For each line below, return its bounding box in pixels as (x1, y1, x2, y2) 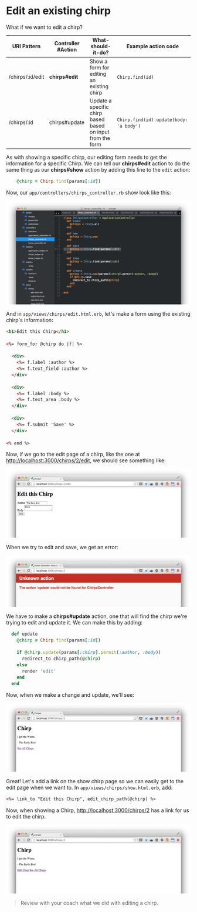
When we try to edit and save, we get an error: (6, 543, 118, 550)
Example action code (126, 43, 179, 50)
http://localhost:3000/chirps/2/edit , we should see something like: (6, 457, 166, 464)
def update (11, 631, 38, 637)
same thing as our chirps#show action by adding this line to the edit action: (6, 166, 191, 173)
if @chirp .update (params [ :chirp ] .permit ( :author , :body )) (16, 650, 161, 656)
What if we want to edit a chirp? (6, 24, 83, 31)
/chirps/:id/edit (8, 74, 45, 81)
